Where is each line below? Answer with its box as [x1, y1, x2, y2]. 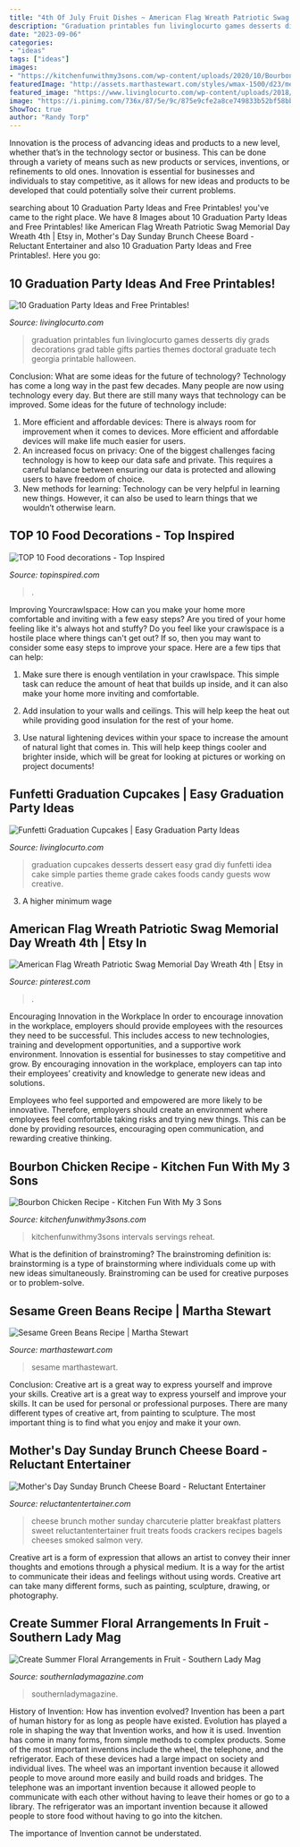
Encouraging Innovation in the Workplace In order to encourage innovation [9, 1011, 284, 1022]
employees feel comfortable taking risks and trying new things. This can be [9, 1114, 287, 1124]
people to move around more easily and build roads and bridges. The [9, 1772, 263, 1783]
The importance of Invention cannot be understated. [9, 1827, 203, 1838]
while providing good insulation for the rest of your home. [21, 714, 234, 725]
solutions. [9, 1078, 46, 1089]
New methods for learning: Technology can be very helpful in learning [21, 483, 280, 493]
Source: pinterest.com [9, 977, 91, 988]
